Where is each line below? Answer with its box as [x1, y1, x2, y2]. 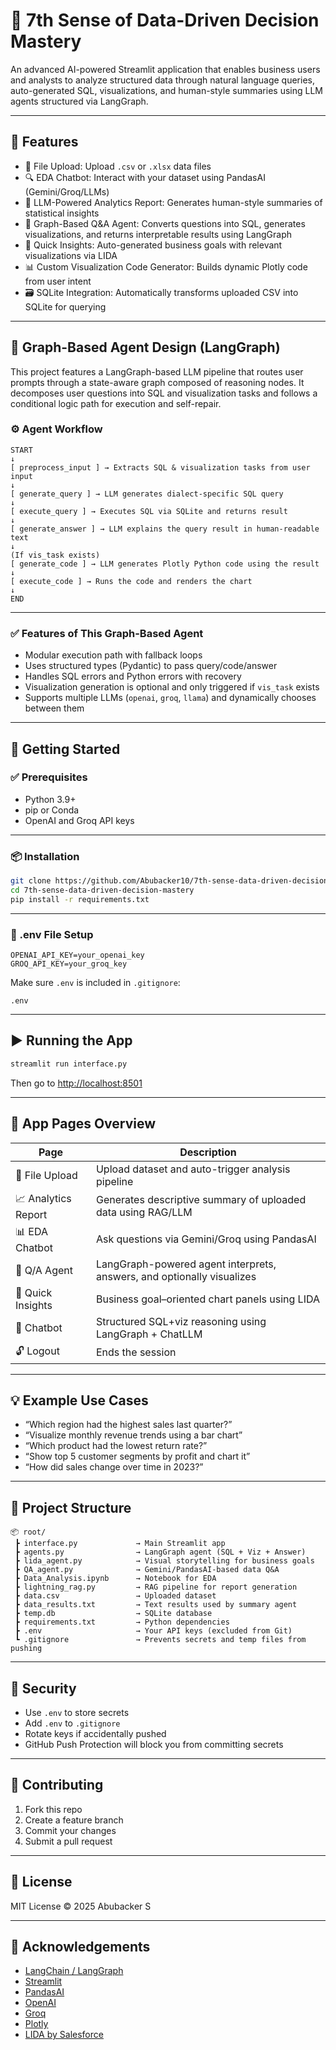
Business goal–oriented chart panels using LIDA [95, 1292, 320, 1306]
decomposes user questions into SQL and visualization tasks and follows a [10, 387, 318, 399]
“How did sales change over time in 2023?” [24, 1461, 204, 1473]
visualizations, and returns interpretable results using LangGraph [24, 228, 292, 240]
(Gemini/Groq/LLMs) [24, 185, 110, 198]
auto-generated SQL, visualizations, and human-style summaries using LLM [10, 84, 323, 96]
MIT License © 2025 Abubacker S [10, 1900, 152, 1912]
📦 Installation [10, 849, 80, 863]
